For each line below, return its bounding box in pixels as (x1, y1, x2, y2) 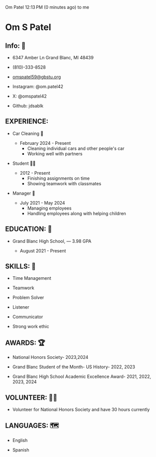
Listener (12, 304, 29, 310)
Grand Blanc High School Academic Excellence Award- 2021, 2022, (12, 373, 152, 380)
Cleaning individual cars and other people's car (27, 145, 125, 151)
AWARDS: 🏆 (5, 339, 46, 347)
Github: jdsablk (12, 103, 44, 109)
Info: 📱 (5, 41, 26, 50)
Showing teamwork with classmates (27, 180, 101, 186)
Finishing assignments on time (27, 175, 90, 181)
